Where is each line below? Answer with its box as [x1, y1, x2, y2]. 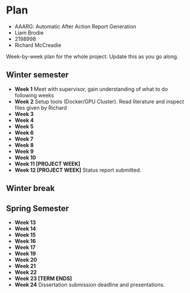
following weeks [14, 91, 55, 98]
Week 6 [14, 129, 34, 136]
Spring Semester [6, 203, 69, 213]
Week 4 [14, 117, 34, 124]
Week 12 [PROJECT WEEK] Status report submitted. [14, 166, 142, 173]
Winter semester [6, 70, 69, 80]
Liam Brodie [14, 29, 44, 36]
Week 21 [14, 262, 36, 270]
